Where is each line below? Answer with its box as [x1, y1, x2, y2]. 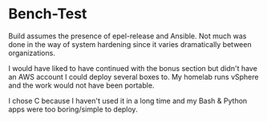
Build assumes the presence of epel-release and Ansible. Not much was [8, 31, 247, 41]
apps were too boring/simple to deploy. [8, 104, 138, 114]
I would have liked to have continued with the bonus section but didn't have [8, 63, 258, 73]
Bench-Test [8, 5, 87, 23]
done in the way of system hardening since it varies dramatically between [8, 39, 252, 49]
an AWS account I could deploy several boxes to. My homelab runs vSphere [8, 72, 259, 81]
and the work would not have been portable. [8, 81, 155, 90]
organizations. [8, 48, 56, 57]
